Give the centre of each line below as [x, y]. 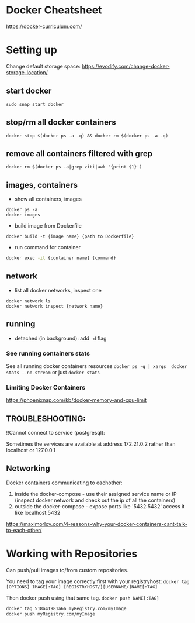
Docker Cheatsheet [54, 10]
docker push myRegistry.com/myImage [51, 614]
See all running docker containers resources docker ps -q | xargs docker [97, 366]
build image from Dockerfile [48, 226]
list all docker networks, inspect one [58, 290]
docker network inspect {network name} [55, 306]
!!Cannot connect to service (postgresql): [55, 433]
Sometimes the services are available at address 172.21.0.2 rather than [91, 444]
